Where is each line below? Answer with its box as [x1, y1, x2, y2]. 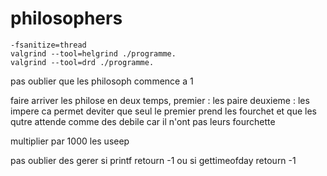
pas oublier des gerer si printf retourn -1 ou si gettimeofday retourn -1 [10, 154, 297, 166]
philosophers [10, 7, 123, 30]
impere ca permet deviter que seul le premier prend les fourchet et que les [10, 105, 317, 117]
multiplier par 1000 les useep [10, 135, 130, 147]
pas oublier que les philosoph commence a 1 [10, 75, 194, 87]
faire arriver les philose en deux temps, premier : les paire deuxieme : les [10, 94, 310, 106]
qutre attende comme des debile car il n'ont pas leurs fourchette [10, 115, 276, 127]
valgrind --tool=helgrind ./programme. [10, 48, 177, 59]
